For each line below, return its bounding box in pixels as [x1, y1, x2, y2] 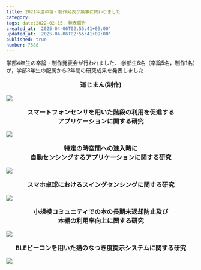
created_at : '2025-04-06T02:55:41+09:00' [6, 25, 112, 32]
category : [6, 14, 31, 20]
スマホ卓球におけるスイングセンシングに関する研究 [26, 180, 175, 189]
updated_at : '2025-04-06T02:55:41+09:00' [6, 31, 112, 37]
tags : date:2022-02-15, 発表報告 [6, 20, 86, 26]
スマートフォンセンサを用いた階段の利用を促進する [26, 108, 175, 116]
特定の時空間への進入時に [64, 144, 138, 153]
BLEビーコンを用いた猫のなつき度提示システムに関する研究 [15, 244, 187, 252]
